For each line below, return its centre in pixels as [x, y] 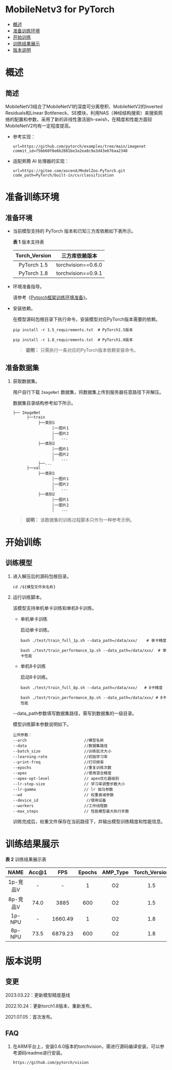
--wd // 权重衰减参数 [63, 795]
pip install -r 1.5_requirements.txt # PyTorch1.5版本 [73, 330]
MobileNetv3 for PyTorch [60, 9]
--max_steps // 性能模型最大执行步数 [71, 811]
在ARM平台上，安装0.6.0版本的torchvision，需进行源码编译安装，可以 [86, 1046]
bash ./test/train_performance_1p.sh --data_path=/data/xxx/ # [90, 651]
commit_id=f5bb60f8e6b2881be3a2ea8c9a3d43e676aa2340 [70, 151]
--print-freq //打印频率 [58, 762]
